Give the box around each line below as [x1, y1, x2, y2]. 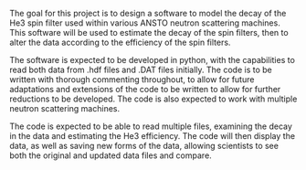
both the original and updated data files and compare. [9, 150, 212, 161]
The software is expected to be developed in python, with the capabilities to [9, 55, 295, 65]
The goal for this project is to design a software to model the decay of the [9, 8, 287, 18]
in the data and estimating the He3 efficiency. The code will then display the [9, 131, 295, 141]
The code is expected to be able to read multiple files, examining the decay [9, 121, 292, 132]
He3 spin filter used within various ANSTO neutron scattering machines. [9, 17, 280, 28]
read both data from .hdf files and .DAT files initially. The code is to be [9, 64, 272, 75]
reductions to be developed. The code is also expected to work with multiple [9, 93, 298, 104]
